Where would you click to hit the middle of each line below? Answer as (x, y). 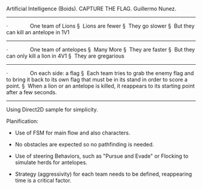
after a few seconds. (32, 92)
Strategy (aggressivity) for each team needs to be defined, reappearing (103, 174)
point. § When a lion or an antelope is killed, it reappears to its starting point (101, 86)
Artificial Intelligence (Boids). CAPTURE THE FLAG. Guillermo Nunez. (91, 9)
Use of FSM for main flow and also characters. (72, 133)
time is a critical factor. (43, 180)
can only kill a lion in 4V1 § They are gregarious (65, 56)
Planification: (23, 121)
